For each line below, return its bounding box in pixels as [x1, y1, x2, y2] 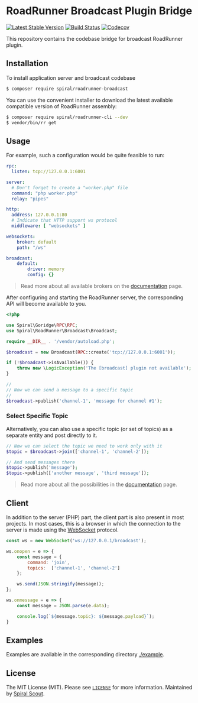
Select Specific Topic [6, 412, 69, 420]
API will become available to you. [6, 300, 87, 307]
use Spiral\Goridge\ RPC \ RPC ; [6, 322, 78, 328]
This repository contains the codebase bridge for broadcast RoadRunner [6, 35, 183, 42]
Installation [6, 59, 48, 69]
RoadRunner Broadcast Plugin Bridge [6, 4, 193, 18]
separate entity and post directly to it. [6, 432, 98, 439]
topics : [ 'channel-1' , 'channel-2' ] [27, 565, 120, 571]
